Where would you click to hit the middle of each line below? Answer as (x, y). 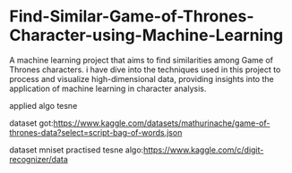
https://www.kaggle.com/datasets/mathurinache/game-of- (162, 123)
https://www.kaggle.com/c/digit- (203, 150)
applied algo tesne (43, 105)
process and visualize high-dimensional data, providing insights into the (142, 78)
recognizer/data (39, 159)
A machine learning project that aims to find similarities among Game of (142, 60)
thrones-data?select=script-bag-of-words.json (96, 132)
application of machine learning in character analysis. (108, 88)
